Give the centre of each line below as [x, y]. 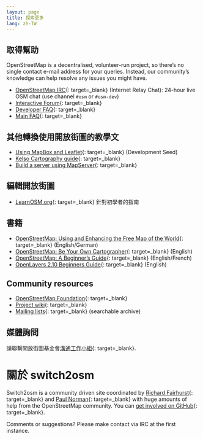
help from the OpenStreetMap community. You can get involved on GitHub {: [102, 406]
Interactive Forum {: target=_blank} [58, 103]
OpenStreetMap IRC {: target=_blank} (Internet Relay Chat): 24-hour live [105, 90]
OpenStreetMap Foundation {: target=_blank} [71, 298]
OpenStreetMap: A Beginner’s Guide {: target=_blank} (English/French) [104, 258]
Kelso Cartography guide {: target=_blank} [68, 158]
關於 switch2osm [50, 375]
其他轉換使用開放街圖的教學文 [63, 137]
